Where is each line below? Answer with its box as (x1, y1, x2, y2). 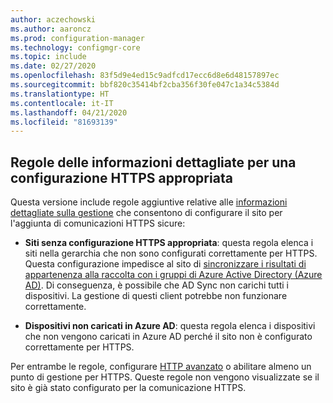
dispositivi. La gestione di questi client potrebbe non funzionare (24, 290, 288, 302)
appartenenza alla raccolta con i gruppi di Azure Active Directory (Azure (24, 269, 323, 281)
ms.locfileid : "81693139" (10, 117, 118, 127)
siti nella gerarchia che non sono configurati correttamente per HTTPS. (24, 247, 318, 260)
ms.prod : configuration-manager (10, 33, 145, 43)
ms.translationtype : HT (10, 89, 110, 99)
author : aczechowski (10, 14, 97, 25)
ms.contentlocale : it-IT (10, 98, 114, 108)
